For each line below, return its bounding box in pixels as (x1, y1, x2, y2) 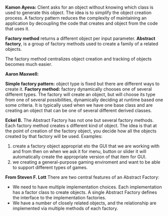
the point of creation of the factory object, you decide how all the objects (5, 128, 157, 134)
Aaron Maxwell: (5, 71, 39, 77)
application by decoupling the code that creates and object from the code (5, 20, 158, 26)
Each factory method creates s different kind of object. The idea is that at (5, 123, 157, 128)
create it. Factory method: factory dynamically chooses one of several (5, 86, 152, 92)
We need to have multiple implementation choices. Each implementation (12, 184, 162, 190)
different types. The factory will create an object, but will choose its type (5, 92, 156, 97)
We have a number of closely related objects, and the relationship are (12, 200, 157, 206)
